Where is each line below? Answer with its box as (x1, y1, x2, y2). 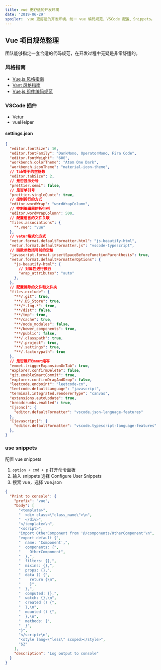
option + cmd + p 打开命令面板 (12, 467, 76, 473)
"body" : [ (14, 503, 35, 508)
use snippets (5, 444, 37, 451)
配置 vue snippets (5, 456, 42, 462)
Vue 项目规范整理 (5, 36, 59, 45)
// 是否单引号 (9, 187, 35, 193)
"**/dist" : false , (14, 308, 52, 313)
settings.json (5, 130, 33, 137)
